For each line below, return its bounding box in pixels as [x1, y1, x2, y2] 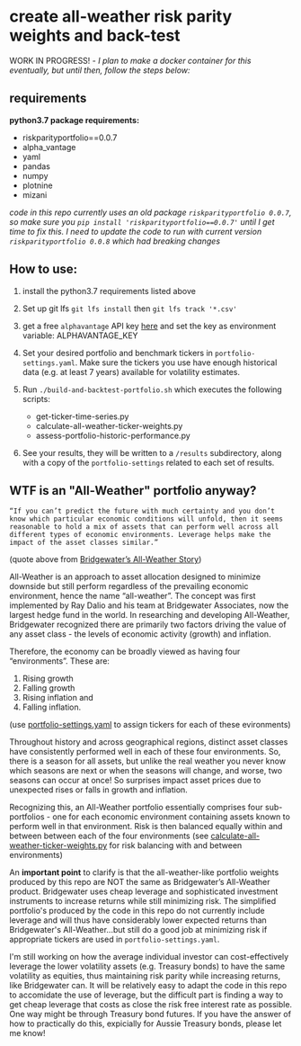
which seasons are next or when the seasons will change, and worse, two [9, 765, 283, 776]
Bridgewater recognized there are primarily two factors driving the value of [9, 619, 287, 630]
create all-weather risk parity [9, 6, 233, 27]
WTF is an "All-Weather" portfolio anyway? [9, 483, 257, 498]
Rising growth [22, 673, 74, 684]
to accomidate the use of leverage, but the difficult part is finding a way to [9, 989, 284, 1000]
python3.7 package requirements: [9, 114, 140, 125]
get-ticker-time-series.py [35, 411, 129, 422]
